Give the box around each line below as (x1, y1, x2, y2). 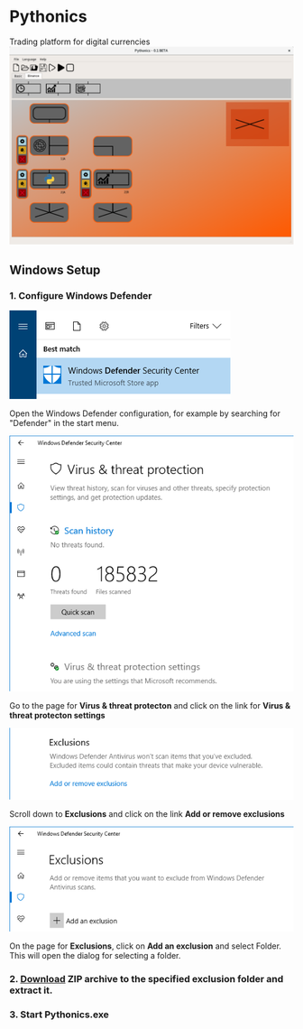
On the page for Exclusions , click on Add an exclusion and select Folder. (9, 941, 282, 951)
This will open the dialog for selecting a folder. (9, 950, 181, 961)
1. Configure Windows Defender (9, 289, 152, 301)
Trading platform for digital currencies (9, 36, 151, 47)
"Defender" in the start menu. (9, 418, 119, 429)
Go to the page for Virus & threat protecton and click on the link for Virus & (9, 700, 291, 710)
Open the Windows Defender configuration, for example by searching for (9, 408, 281, 419)
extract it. (9, 984, 53, 997)
